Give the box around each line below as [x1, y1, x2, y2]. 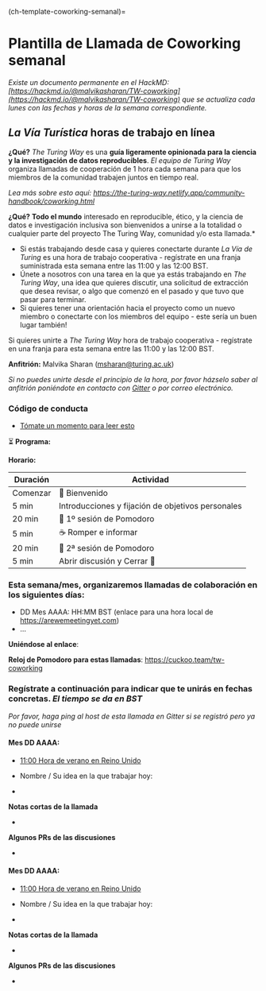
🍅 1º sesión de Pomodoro [58, 513, 155, 525]
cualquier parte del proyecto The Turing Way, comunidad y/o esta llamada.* [8, 228, 256, 238]
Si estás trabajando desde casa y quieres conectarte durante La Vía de [19, 244, 253, 254]
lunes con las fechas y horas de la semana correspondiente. [8, 103, 207, 112]
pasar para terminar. [19, 294, 87, 304]
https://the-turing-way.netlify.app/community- [93, 188, 245, 197]
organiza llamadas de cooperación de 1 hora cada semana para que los [8, 164, 241, 173]
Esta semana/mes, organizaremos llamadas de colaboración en [8, 579, 258, 590]
